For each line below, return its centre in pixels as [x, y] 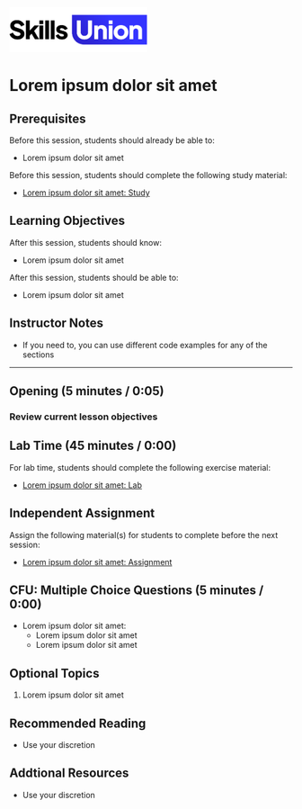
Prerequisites [48, 118]
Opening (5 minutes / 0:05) [87, 391]
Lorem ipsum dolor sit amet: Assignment [97, 562]
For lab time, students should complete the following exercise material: [140, 467]
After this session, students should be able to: [94, 277]
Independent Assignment [82, 513]
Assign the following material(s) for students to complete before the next [144, 535]
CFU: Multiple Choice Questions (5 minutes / [137, 590]
